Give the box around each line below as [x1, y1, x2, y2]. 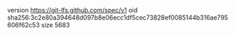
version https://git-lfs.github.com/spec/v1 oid [7, 6, 138, 14]
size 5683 [41, 21, 70, 29]
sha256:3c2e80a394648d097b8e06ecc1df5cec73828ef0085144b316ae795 [7, 13, 229, 22]
